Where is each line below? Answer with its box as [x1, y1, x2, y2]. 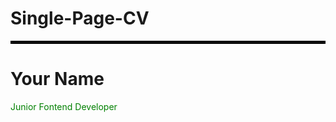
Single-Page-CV [10, 7, 150, 30]
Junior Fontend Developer [10, 100, 118, 112]
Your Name [10, 68, 105, 91]
